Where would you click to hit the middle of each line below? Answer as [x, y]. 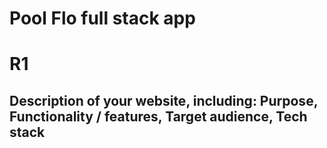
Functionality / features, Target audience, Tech [158, 116]
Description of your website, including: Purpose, [164, 100]
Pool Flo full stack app [102, 18]
